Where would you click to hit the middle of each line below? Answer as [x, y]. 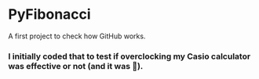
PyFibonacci [50, 14]
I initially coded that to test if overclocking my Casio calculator [129, 56]
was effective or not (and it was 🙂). [76, 66]
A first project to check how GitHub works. [77, 36]
